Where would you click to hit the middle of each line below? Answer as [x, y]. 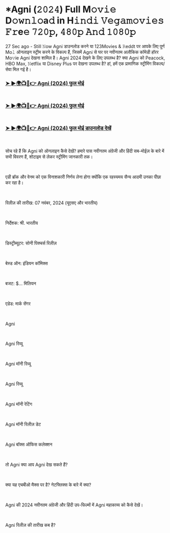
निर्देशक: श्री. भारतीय [22, 223]
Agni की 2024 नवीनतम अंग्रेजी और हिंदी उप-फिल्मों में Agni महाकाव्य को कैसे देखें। [74, 505]
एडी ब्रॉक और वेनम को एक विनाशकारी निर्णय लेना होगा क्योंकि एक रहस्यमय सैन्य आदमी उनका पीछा [83, 177]
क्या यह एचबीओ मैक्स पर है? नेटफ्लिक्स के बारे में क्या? [48, 485]
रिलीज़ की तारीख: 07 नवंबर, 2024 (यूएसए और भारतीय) [52, 203]
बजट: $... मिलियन [21, 284]
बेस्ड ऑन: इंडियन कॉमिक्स [27, 263]
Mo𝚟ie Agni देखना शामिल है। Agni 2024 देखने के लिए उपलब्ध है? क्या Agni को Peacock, [85, 58]
